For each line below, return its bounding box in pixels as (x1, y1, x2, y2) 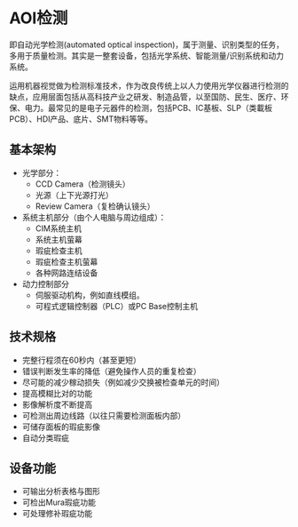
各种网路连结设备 (35, 267, 98, 278)
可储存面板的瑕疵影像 (21, 421, 100, 432)
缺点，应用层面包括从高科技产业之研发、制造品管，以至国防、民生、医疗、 (9, 91, 281, 102)
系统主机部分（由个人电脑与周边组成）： (21, 212, 167, 222)
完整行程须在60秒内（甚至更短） (21, 355, 142, 365)
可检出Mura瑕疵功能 (21, 497, 96, 507)
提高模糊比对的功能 (21, 387, 93, 398)
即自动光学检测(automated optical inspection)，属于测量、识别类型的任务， (9, 39, 285, 50)
